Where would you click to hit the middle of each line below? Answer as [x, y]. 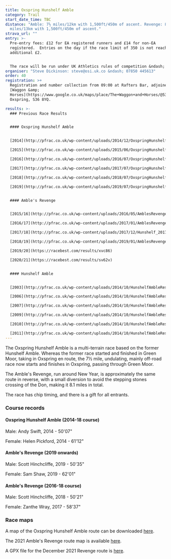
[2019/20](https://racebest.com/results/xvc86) [61, 251]
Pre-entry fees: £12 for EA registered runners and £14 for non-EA [83, 43]
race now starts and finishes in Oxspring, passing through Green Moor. [80, 364]
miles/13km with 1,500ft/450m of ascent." [55, 29]
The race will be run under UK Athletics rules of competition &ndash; [88, 66]
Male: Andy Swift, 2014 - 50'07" [39, 431]
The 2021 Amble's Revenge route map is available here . [64, 541]
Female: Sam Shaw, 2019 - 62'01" [40, 474]
